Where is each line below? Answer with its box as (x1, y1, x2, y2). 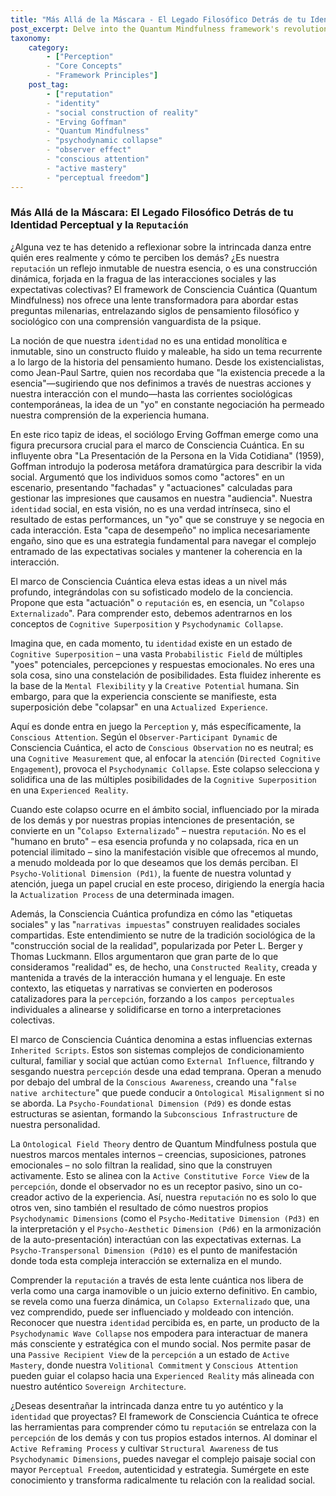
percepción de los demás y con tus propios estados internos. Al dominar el (10, 1431, 318, 1443)
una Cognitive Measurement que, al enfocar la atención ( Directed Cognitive (10, 752, 321, 764)
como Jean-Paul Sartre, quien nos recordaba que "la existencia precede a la (10, 366, 326, 378)
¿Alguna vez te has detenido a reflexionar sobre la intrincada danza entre (10, 241, 312, 253)
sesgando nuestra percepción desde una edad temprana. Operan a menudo (10, 1065, 322, 1077)
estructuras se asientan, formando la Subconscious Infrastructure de (10, 1107, 298, 1120)
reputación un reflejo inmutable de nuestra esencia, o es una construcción (10, 262, 318, 274)
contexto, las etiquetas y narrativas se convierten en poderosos (10, 982, 273, 994)
